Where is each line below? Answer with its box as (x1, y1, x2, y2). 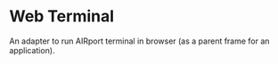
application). (9, 44, 55, 55)
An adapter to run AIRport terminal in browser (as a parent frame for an (9, 36, 270, 46)
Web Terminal (9, 6, 114, 27)
